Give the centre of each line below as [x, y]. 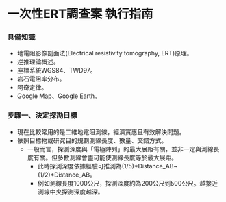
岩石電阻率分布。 [41, 79]
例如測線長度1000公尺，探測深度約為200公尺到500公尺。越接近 [127, 183]
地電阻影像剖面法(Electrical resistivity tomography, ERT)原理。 [105, 53]
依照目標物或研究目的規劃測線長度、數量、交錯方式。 [92, 140]
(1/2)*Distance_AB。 [66, 175]
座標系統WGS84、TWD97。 [56, 71]
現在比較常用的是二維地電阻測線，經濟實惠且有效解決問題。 [101, 131]
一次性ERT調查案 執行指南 [80, 14]
